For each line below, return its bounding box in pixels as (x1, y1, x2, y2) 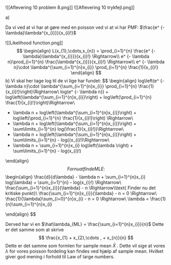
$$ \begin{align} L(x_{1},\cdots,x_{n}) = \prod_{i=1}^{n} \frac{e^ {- (16, 48, 156, 54)
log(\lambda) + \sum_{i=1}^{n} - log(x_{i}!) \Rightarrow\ (5, 180, 121, 185)
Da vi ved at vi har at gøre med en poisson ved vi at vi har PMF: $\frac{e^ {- (5, 24, 165, 30)
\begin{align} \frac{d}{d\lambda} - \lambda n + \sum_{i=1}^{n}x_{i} (5, 174, 146, 180)
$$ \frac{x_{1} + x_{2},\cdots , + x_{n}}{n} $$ (38, 235, 134, 241)
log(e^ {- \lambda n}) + (60, 89, 109, 95)
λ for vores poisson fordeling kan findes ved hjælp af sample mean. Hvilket (5, 248, 164, 254)
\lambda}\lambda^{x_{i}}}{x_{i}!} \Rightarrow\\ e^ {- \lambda (23, 54, 149, 59)
